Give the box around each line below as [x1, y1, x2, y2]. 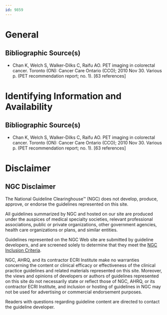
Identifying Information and [5, 90, 121, 102]
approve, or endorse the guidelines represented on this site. [5, 201, 128, 207]
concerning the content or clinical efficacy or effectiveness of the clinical [5, 262, 156, 268]
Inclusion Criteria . [5, 247, 41, 253]
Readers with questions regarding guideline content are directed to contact [5, 298, 160, 304]
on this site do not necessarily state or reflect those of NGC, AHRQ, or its [5, 278, 155, 284]
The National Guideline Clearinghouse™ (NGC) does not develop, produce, [5, 196, 158, 202]
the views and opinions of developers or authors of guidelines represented [5, 273, 159, 279]
